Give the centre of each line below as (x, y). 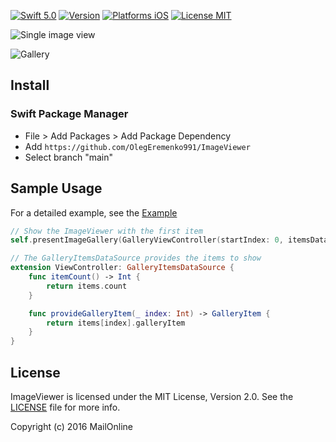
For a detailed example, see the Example (94, 212)
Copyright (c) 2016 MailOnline (71, 426)
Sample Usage (56, 188)
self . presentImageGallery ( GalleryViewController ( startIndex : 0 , (147, 240)
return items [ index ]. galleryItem (116, 323)
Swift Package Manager (69, 114)
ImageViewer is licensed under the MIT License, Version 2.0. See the (152, 396)
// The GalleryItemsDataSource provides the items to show (136, 258)
